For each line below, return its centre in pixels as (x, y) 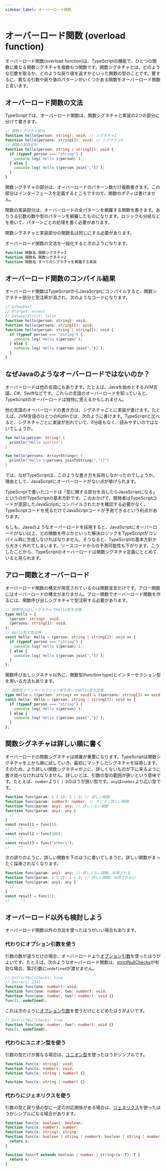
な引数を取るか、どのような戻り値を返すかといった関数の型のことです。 (78, 73)
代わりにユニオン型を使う (36, 1043)
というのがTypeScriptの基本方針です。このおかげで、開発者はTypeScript (79, 498)
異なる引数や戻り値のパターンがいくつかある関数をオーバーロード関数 (89, 79)
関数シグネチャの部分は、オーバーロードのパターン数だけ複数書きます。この (83, 187)
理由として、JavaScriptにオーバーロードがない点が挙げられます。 (72, 481)
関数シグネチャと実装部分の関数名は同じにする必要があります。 (70, 233)
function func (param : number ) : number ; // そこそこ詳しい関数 (67, 802)
